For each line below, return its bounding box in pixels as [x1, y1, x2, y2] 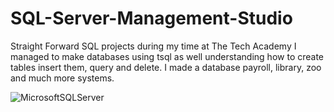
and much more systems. [10, 72, 115, 84]
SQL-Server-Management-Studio [10, 7, 293, 30]
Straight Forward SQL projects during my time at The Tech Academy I [10, 40, 297, 52]
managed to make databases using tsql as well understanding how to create [10, 50, 325, 62]
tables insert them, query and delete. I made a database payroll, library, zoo [10, 61, 322, 73]
